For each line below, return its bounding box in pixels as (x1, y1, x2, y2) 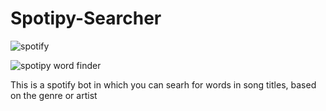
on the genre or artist (10, 89, 98, 101)
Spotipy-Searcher (10, 7, 162, 30)
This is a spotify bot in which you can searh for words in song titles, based (10, 78, 317, 91)
